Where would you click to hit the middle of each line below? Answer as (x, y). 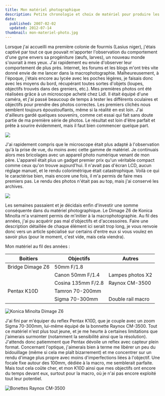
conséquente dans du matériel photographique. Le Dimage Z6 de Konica (79, 210)
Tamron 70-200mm (78, 291)
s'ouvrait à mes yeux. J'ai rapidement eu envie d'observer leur (68, 63)
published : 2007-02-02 (33, 23)
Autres (131, 259)
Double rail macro (129, 299)
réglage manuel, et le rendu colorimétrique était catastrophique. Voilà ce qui (82, 171)
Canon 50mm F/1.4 (77, 275)
